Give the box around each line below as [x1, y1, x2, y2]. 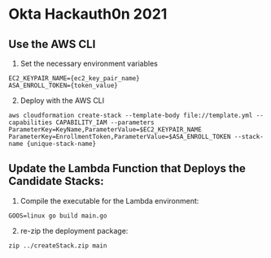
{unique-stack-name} [26, 140, 96, 148]
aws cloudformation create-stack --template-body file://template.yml [8, 111, 253, 119]
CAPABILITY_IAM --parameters [55, 118, 155, 127]
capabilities [8, 118, 53, 127]
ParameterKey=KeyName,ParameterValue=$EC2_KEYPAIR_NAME [8, 126, 202, 134]
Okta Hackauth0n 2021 [8, 5, 168, 24]
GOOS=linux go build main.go [8, 212, 107, 220]
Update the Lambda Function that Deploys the [8, 161, 247, 175]
